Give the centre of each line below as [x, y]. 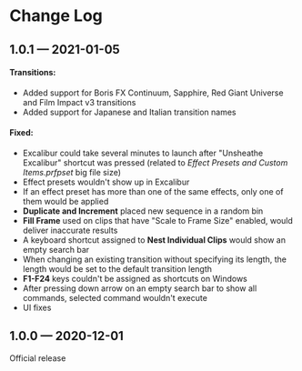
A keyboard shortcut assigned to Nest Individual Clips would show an [154, 240]
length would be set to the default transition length [117, 268]
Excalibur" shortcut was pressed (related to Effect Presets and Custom [155, 162]
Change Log [56, 16]
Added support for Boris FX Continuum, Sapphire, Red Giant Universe [153, 93]
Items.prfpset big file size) [71, 172]
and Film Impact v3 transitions [79, 102]
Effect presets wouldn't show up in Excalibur [106, 182]
